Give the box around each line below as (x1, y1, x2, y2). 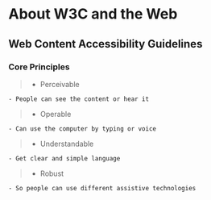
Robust (39, 169, 64, 178)
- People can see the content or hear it (8, 94, 150, 103)
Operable (39, 109, 72, 119)
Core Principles (8, 61, 70, 73)
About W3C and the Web (8, 5, 178, 23)
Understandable (39, 139, 94, 148)
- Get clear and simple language (8, 154, 121, 162)
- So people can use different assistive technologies (8, 184, 197, 192)
